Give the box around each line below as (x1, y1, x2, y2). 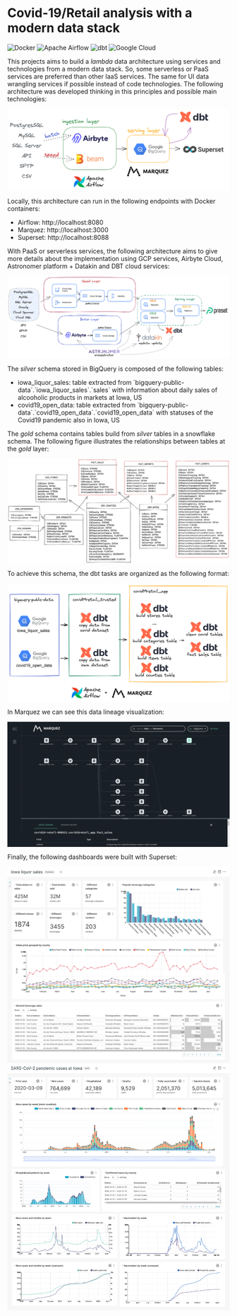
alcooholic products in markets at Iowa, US (17, 393, 142, 401)
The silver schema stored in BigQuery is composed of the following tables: (7, 364, 224, 373)
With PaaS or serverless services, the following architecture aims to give (7, 247, 218, 255)
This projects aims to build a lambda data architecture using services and (7, 57, 221, 65)
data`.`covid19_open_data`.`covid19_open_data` (17, 408, 155, 417)
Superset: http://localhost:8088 (17, 233, 109, 242)
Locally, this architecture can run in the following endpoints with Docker (7, 197, 216, 206)
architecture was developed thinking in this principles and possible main (7, 87, 217, 96)
